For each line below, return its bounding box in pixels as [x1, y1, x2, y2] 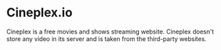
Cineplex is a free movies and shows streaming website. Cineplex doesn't [6, 27, 214, 36]
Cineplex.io [6, 5, 73, 21]
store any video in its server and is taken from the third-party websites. [6, 34, 207, 42]
